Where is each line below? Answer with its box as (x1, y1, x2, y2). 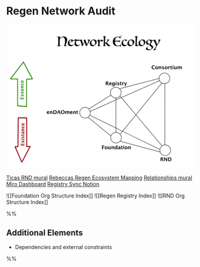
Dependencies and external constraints (14, 244, 113, 251)
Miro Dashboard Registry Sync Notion (6, 181, 100, 188)
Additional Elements (6, 227, 83, 238)
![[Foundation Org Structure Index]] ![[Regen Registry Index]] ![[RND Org (6, 192, 185, 199)
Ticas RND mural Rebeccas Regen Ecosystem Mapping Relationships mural (6, 174, 193, 181)
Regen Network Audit (6, 4, 116, 18)
